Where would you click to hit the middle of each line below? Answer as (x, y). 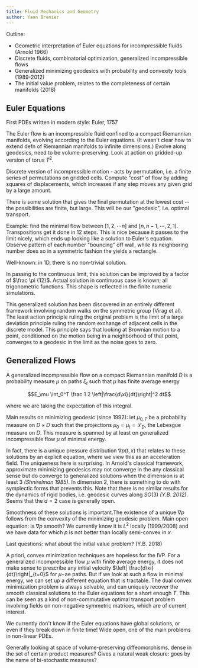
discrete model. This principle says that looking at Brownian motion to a (93, 329)
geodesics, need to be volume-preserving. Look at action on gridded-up (94, 153)
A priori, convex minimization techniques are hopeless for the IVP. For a (93, 555)
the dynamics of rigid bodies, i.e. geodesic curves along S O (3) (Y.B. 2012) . (97, 494)
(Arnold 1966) (31, 52)
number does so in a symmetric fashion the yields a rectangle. (82, 251)
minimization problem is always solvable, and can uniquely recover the (92, 586)
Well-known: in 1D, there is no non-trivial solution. (66, 262)
